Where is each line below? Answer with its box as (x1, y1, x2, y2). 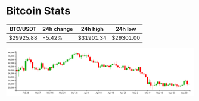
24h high (80, 26, 104, 33)
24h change (42, 26, 73, 33)
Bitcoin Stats (6, 4, 71, 18)
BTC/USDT (10, 26, 37, 33)
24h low (115, 26, 136, 33)
